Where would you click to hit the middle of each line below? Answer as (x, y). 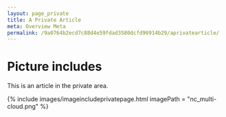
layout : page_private (38, 13)
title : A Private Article (44, 20)
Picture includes (55, 67)
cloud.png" (23, 107)
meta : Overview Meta (37, 26)
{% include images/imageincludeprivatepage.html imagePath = (97, 99)
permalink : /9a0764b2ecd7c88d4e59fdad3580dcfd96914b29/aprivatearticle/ (113, 33)
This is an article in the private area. (58, 86)
